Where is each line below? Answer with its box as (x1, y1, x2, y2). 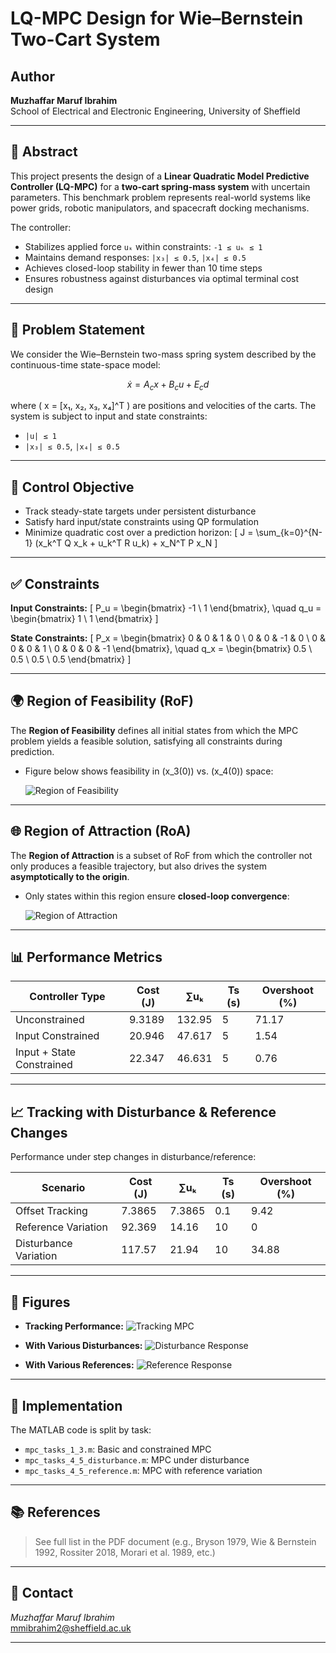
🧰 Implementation (10, 1397, 123, 1414)
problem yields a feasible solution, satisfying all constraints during (10, 735, 283, 747)
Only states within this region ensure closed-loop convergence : (24, 890, 290, 902)
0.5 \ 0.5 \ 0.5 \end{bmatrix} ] (10, 653, 132, 666)
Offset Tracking (15, 1204, 88, 1218)
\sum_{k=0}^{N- (255, 527, 323, 539)
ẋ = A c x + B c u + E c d (126, 378, 210, 392)
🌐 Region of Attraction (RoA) (10, 823, 192, 840)
